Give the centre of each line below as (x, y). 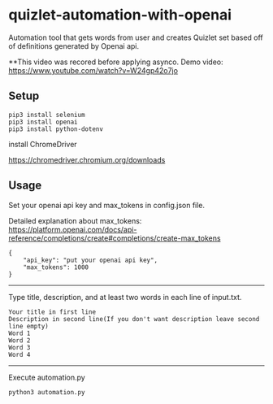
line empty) (28, 326)
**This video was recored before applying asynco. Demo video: (116, 62)
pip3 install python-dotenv (56, 129)
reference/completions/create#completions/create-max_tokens (115, 238)
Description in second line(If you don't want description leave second (134, 319)
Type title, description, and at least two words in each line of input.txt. (125, 297)
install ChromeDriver (43, 144)
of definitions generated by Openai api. (74, 46)
